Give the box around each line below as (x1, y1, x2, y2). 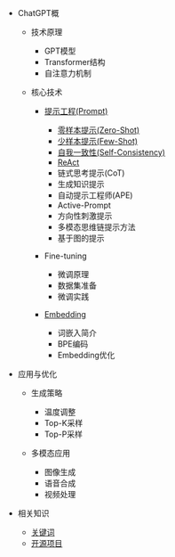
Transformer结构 (44, 57, 106, 67)
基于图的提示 (57, 233, 105, 243)
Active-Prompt (57, 200, 111, 210)
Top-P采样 (44, 429, 83, 439)
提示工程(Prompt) (44, 106, 108, 116)
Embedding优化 (57, 350, 115, 360)
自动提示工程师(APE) (57, 190, 133, 201)
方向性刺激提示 (57, 210, 113, 221)
